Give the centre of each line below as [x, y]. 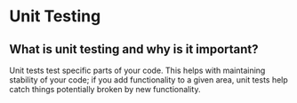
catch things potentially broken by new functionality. [105, 89]
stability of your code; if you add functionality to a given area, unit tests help [149, 80]
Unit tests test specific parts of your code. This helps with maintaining [137, 70]
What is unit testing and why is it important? [134, 49]
